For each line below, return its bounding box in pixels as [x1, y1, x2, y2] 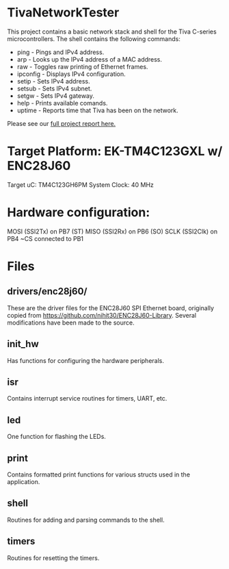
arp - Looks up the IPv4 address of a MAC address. [16, 55, 163, 63]
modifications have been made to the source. [7, 318, 135, 327]
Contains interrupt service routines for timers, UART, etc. [7, 394, 167, 403]
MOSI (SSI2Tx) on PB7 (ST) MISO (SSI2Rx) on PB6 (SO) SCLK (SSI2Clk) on [7, 227, 218, 236]
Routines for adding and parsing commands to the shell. [7, 516, 165, 524]
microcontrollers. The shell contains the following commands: [7, 34, 181, 42]
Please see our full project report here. [7, 119, 116, 127]
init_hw [7, 338, 39, 350]
